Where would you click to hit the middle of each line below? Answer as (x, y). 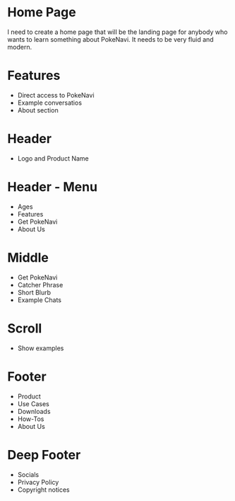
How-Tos (31, 419)
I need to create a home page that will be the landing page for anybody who (117, 32)
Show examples (41, 348)
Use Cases (33, 403)
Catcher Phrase (40, 284)
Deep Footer (44, 455)
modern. (20, 47)
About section (38, 110)
